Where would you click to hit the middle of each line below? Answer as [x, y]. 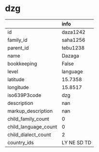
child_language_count [32, 127]
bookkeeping [22, 64]
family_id [17, 40]
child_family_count [28, 118]
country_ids [21, 142]
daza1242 [73, 32]
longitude [18, 87]
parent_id [18, 48]
